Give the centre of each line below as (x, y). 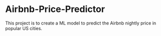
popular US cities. (24, 28)
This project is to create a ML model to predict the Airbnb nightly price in (81, 23)
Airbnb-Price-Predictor (55, 9)
